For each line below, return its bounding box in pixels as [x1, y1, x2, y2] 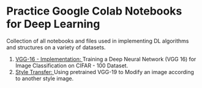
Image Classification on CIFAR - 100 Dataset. [15, 62, 129, 69]
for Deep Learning [6, 17, 100, 31]
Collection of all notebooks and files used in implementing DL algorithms [6, 37, 189, 44]
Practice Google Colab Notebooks [6, 4, 182, 18]
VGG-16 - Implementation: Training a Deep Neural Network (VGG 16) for [15, 55, 196, 63]
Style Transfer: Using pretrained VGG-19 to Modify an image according [15, 68, 195, 75]
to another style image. [15, 75, 74, 82]
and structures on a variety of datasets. [6, 44, 106, 51]
